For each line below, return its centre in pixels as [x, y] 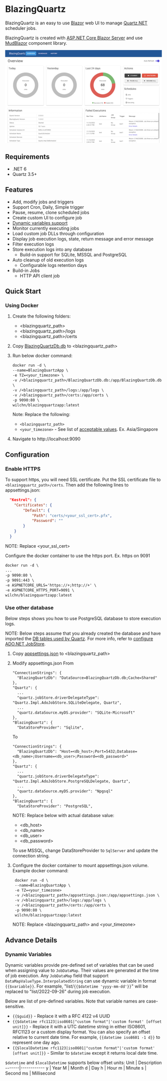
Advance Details [31, 940]
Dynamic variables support [40, 223]
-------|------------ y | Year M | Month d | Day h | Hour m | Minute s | [76, 1068]
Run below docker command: [42, 356]
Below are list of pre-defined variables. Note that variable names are [75, 1001]
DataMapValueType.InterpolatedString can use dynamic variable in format [81, 981]
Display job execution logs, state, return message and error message [83, 239]
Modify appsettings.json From [43, 663]
